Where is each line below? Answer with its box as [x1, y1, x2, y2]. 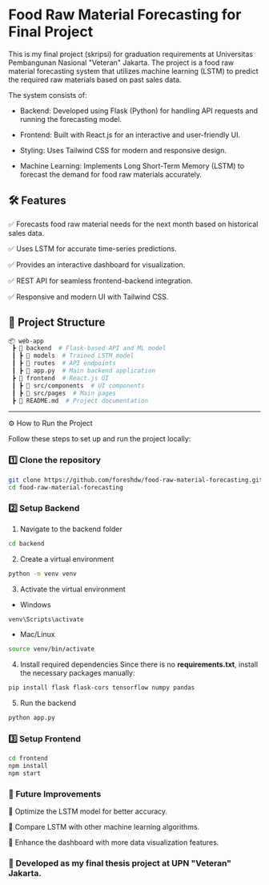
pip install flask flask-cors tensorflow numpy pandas [8, 684, 195, 692]
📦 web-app [8, 337, 44, 345]
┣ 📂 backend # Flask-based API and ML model [11, 344, 167, 352]
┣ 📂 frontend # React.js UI [11, 374, 110, 382]
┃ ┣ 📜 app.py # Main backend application [11, 367, 156, 375]
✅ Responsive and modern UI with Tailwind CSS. [8, 291, 169, 302]
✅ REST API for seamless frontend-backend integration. [8, 275, 194, 286]
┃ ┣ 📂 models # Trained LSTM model [11, 351, 134, 360]
